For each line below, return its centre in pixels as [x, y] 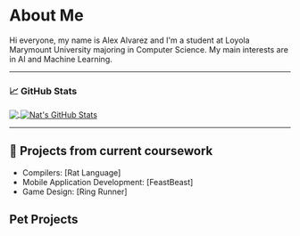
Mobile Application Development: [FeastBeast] [108, 182]
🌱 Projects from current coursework [111, 151]
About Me [46, 16]
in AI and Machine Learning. [61, 59]
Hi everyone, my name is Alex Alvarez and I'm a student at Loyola [129, 40]
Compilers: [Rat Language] [71, 172]
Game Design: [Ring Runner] [75, 191]
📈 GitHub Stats [43, 91]
